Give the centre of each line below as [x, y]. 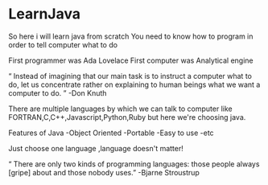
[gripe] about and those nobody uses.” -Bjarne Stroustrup [104, 172]
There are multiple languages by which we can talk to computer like [120, 109]
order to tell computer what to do [63, 44]
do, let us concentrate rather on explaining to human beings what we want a [134, 84]
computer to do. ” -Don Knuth [58, 92]
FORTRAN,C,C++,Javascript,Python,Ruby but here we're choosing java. [127, 117]
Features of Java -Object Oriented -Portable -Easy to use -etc [111, 133]
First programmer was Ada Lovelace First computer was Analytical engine [131, 60]
